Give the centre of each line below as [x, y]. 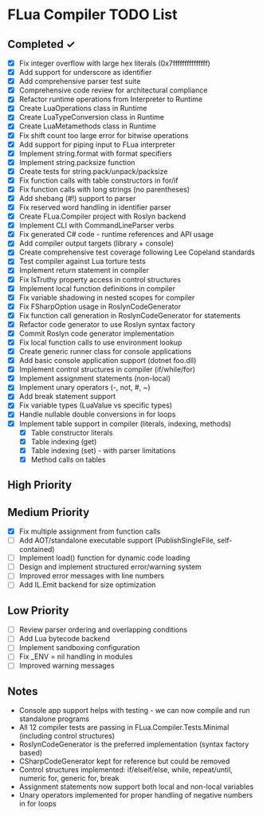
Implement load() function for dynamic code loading [104, 558]
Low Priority [38, 611]
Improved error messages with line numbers [92, 576]
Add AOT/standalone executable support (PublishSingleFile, [117, 541]
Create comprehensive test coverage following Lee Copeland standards [137, 252]
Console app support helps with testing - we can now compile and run [134, 711]
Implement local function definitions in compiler [97, 288]
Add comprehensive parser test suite [80, 81]
